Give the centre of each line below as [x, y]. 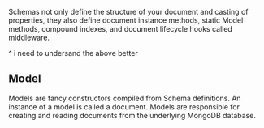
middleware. [29, 37]
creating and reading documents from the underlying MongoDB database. [132, 115]
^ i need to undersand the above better [73, 53]
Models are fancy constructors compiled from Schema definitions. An [125, 98]
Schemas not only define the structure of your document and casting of [128, 12]
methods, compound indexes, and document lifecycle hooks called [121, 29]
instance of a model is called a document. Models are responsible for [124, 107]
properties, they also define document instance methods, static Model [126, 20]
